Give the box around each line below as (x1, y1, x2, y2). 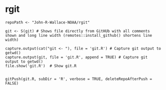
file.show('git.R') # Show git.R (5, 63, 77, 68)
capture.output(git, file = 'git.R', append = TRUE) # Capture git (5, 55, 148, 60)
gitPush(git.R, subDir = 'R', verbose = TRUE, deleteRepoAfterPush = (5, 76, 153, 82)
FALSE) (5, 81, 19, 86)
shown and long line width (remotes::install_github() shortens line (5, 33, 153, 38)
